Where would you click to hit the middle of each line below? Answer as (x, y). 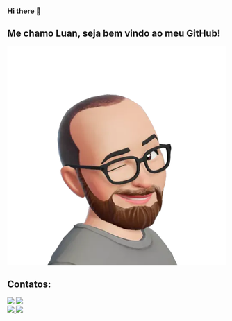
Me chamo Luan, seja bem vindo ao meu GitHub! (114, 34)
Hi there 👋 (24, 11)
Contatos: (29, 285)
